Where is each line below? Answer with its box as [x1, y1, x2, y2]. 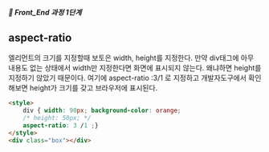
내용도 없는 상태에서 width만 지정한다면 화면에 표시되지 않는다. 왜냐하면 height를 [8, 63, 262, 73]
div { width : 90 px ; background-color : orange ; [22, 106, 181, 115]
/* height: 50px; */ [22, 114, 92, 122]
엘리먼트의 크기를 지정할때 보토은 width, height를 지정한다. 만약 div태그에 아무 [8, 53, 255, 63]
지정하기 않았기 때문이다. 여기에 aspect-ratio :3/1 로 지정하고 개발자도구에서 [8, 73, 247, 83]
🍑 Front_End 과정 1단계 [8, 7, 82, 17]
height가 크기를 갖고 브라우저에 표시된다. [29, 83, 158, 93]
